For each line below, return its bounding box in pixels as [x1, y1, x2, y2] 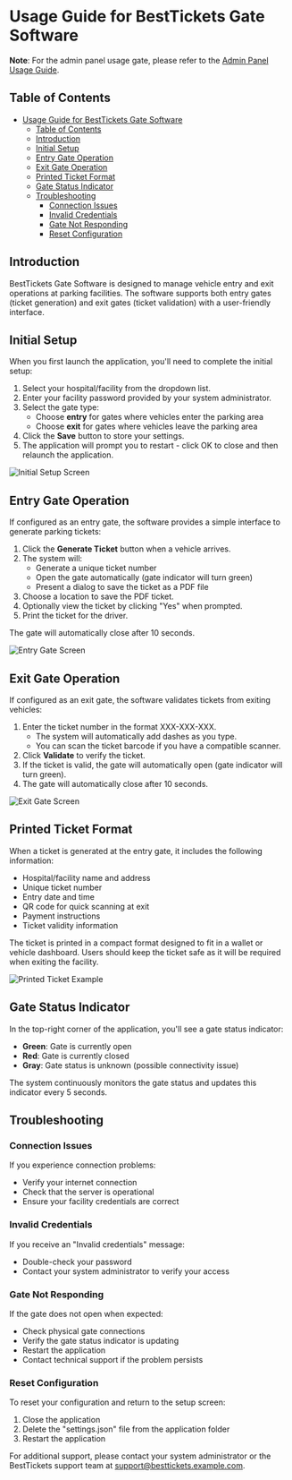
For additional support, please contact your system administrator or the [9, 1450, 271, 1461]
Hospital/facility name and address [21, 872, 151, 883]
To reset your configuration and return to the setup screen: [9, 1397, 226, 1407]
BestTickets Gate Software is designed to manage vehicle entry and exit [9, 278, 274, 288]
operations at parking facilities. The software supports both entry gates [9, 287, 272, 298]
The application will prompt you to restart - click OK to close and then [21, 441, 279, 451]
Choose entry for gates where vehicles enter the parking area [35, 412, 264, 423]
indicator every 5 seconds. [9, 1086, 108, 1098]
